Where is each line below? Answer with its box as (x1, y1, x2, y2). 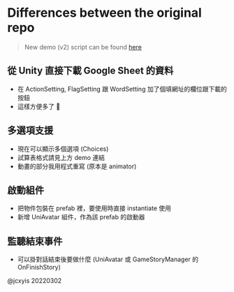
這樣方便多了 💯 (17, 102, 61, 110)
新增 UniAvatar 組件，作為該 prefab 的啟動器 (17, 213, 145, 221)
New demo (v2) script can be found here (24, 43, 142, 51)
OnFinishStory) (17, 263, 61, 272)
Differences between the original (7, 5, 203, 21)
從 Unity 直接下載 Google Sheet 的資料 (7, 65, 174, 77)
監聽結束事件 (7, 235, 63, 247)
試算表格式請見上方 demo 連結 (17, 153, 105, 161)
